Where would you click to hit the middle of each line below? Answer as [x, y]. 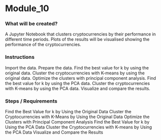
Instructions [20, 57]
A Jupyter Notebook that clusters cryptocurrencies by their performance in [80, 34]
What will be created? [31, 24]
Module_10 [27, 9]
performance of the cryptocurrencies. [43, 45]
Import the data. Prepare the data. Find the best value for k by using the [77, 68]
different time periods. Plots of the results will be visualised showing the [77, 39]
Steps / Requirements [31, 101]
